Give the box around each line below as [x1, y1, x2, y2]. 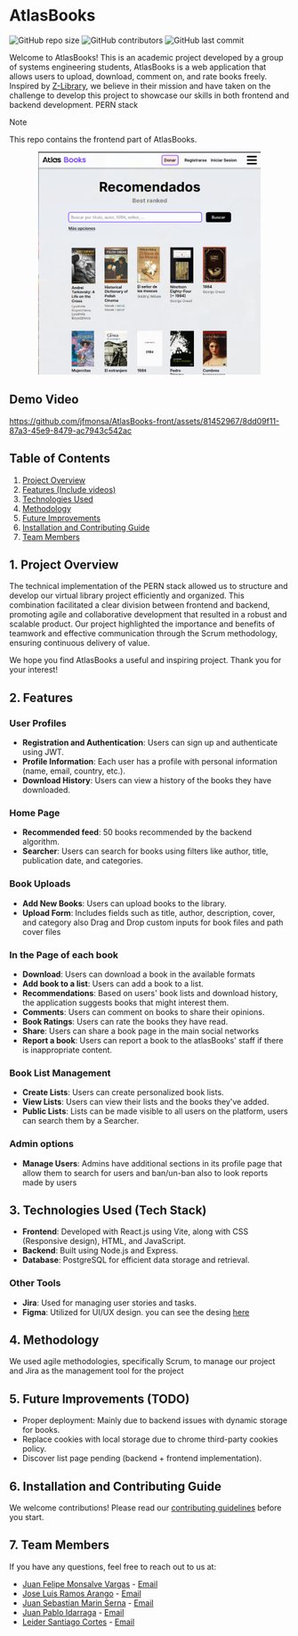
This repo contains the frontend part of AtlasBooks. [9, 134, 197, 144]
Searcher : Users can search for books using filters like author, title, [21, 846, 269, 856]
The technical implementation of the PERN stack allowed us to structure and [9, 581, 288, 592]
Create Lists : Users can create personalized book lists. [21, 1087, 224, 1098]
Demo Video [9, 392, 79, 407]
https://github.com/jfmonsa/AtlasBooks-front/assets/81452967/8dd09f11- [9, 415, 280, 426]
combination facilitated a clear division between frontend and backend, [9, 600, 270, 610]
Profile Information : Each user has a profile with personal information [21, 757, 278, 767]
